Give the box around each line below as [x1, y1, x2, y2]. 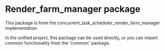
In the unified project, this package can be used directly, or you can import [5, 35, 158, 41]
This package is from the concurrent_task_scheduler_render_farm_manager [5, 20, 161, 26]
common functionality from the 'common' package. [5, 40, 110, 46]
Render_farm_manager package [5, 3, 141, 15]
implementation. [5, 25, 38, 31]
